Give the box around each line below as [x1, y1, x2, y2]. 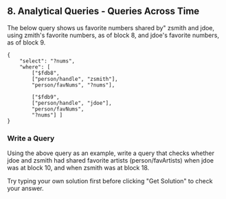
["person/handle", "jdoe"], [32, 99, 112, 106]
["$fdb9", [32, 93, 60, 100]
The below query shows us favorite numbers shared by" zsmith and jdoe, [7, 23, 215, 32]
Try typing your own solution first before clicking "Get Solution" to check [7, 177, 213, 185]
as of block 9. [7, 38, 46, 47]
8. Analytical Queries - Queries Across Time [7, 5, 200, 17]
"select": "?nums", [19, 58, 76, 65]
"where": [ [19, 63, 51, 71]
